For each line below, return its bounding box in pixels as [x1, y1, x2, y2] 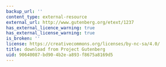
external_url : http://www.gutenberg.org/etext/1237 [6, 19, 134, 25]
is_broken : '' [6, 36, 41, 41]
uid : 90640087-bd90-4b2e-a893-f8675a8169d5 [6, 52, 114, 58]
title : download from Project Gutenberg [6, 47, 106, 52]
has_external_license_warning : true [6, 30, 95, 36]
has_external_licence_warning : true [6, 24, 95, 31]
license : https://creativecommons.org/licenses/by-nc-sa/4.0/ [6, 41, 160, 47]
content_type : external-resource [6, 14, 87, 20]
